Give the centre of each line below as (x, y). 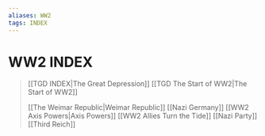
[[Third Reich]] (52, 124)
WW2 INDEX (51, 62)
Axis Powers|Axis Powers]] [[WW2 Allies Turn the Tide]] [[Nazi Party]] (142, 116)
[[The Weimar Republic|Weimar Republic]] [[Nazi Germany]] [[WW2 (138, 108)
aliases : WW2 (30, 15)
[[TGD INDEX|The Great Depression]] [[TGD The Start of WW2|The (137, 84)
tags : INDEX (28, 23)
